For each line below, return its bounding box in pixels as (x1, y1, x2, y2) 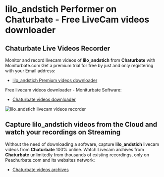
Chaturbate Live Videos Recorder (5, 44, 110, 52)
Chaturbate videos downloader (12, 96, 76, 102)
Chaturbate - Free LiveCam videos (5, 14, 150, 25)
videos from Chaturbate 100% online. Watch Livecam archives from (5, 146, 145, 152)
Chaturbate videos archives (12, 167, 69, 173)
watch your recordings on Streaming (5, 128, 120, 136)
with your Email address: (5, 68, 55, 74)
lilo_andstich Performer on (5, 3, 117, 15)
